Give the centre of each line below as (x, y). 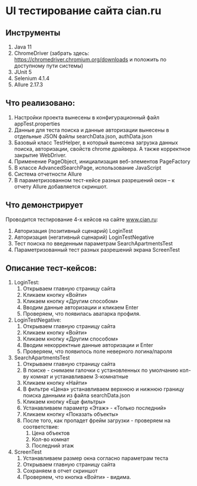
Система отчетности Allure (48, 174)
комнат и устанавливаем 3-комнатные (79, 377)
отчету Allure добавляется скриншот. (61, 186)
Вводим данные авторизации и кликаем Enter (81, 307)
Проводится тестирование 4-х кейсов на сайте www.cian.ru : (82, 219)
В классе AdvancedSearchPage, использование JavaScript (88, 167)
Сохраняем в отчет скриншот (60, 471)
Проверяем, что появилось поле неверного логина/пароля (97, 351)
